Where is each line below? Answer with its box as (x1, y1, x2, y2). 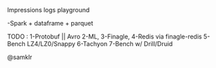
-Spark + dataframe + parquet (7, 19, 93, 27)
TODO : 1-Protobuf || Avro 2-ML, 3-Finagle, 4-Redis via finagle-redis (7, 32, 202, 41)
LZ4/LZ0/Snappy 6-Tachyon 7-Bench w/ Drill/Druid (26, 40, 173, 47)
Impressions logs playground (7, 6, 90, 14)
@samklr (7, 53, 33, 61)
